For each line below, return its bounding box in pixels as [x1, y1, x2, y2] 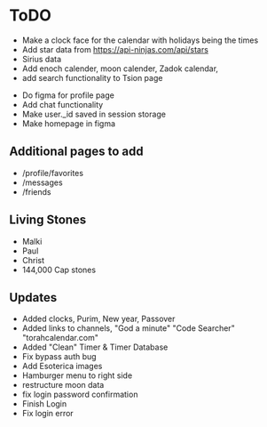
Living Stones [9, 213, 87, 228]
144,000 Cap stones [21, 264, 96, 275]
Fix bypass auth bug [21, 351, 97, 362]
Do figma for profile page [21, 90, 115, 101]
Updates [9, 290, 58, 305]
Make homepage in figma [21, 117, 116, 129]
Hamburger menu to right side [21, 370, 133, 381]
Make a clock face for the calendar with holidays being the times [21, 35, 259, 45]
